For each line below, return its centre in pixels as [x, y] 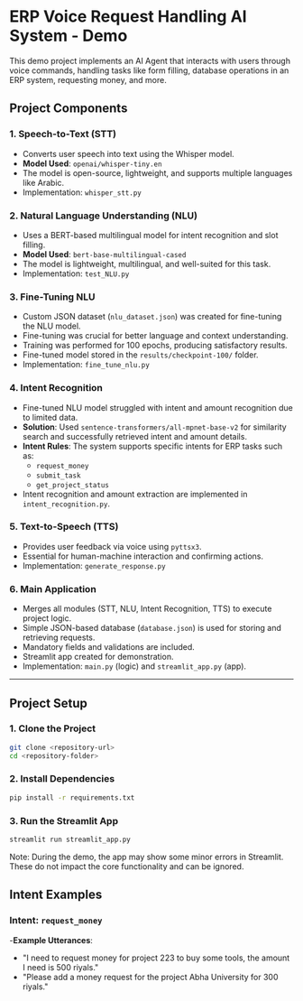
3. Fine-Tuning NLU [53, 297]
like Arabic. [43, 182]
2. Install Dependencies [62, 779]
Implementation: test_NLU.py [76, 273]
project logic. [47, 618]
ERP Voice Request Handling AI [128, 17]
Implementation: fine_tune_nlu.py [86, 365]
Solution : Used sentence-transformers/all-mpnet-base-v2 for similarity [154, 427]
